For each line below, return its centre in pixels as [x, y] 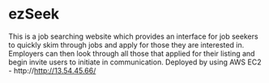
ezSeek [34, 14]
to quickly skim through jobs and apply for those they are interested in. [126, 44]
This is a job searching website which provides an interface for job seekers [133, 36]
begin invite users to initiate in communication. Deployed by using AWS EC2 [135, 62]
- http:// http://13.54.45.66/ [52, 70]
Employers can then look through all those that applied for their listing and [132, 53]
